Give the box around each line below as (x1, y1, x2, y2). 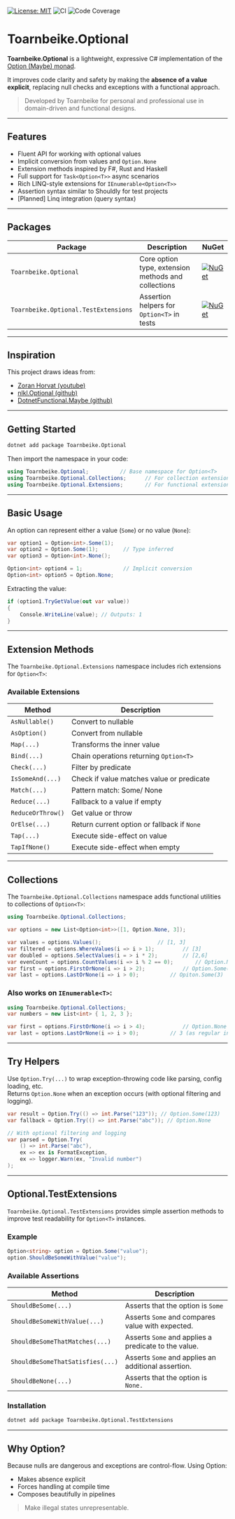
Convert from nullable (71, 729, 143, 738)
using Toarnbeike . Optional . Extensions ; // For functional (7, 481, 199, 488)
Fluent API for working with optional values (17, 150, 141, 158)
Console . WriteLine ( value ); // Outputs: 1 (20, 611, 142, 618)
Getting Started (7, 423, 76, 435)
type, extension (139, 263, 190, 272)
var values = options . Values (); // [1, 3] (7, 939, 187, 946)
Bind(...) (10, 752, 43, 760)
